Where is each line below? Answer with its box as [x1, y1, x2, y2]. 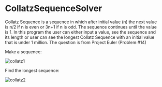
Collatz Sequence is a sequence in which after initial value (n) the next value [5, 19, 157, 25]
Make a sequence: [5, 49, 42, 55]
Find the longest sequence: [5, 67, 59, 73]
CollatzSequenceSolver [5, 3, 103, 14]
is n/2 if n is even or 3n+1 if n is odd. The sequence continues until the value [5, 24, 157, 29]
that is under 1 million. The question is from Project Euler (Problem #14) [5, 39, 147, 45]
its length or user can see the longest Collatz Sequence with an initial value [5, 34, 155, 40]
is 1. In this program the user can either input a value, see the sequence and [5, 29, 156, 35]
